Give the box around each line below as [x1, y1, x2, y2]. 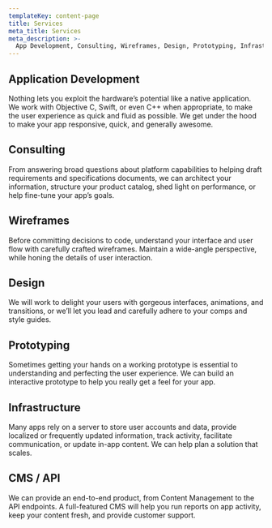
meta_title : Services [8, 27, 82, 35]
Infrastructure [8, 401, 81, 414]
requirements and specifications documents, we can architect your [8, 173, 232, 182]
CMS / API [8, 471, 61, 485]
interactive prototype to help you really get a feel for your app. [8, 377, 216, 387]
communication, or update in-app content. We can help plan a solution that [8, 440, 258, 449]
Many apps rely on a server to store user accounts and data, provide [8, 423, 237, 431]
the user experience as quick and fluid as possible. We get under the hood [8, 110, 257, 120]
